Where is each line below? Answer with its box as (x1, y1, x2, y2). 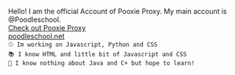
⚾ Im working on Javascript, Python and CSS (8, 41, 158, 48)
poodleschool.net (8, 31, 65, 41)
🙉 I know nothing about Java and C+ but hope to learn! (8, 59, 195, 67)
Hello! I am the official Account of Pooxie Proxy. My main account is (8, 7, 227, 16)
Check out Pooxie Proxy (8, 23, 86, 32)
